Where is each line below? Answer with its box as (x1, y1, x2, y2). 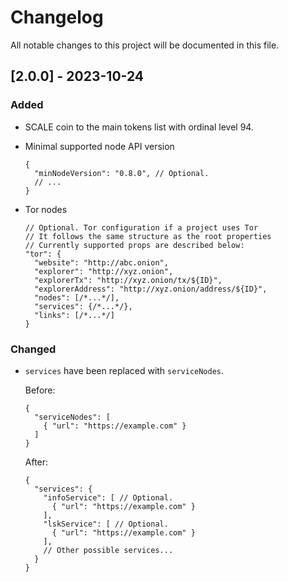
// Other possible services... (43, 545, 174, 555)
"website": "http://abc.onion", (34, 257, 169, 268)
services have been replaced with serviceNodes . (24, 364, 225, 376)
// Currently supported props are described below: (24, 240, 245, 250)
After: (24, 456, 49, 468)
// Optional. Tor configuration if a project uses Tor (24, 222, 259, 233)
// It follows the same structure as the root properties (24, 231, 272, 241)
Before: (24, 384, 56, 396)
